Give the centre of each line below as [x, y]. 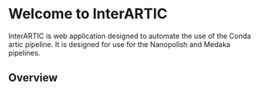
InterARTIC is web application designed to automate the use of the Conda [129, 36]
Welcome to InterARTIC [88, 14]
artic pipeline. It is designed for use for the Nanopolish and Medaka [119, 44]
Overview [33, 78]
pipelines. [24, 53]
